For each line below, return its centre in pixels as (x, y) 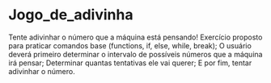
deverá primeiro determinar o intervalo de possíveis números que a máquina (135, 54)
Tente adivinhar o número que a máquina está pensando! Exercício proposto (135, 37)
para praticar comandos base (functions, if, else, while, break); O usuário (130, 45)
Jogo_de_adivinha (71, 15)
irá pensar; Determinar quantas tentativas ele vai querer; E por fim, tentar (130, 63)
